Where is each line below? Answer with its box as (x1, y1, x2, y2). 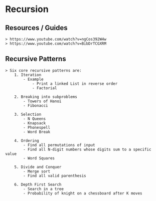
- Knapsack (23, 120, 46, 126)
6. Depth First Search (14, 182, 62, 187)
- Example (23, 77, 44, 82)
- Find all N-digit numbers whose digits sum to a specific (23, 147, 151, 152)
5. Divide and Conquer (14, 164, 62, 169)
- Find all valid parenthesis (23, 173, 86, 178)
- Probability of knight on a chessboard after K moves (23, 190, 142, 196)
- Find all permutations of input (23, 142, 95, 147)
